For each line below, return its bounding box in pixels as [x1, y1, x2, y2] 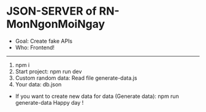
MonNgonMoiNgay [6, 17, 105, 31]
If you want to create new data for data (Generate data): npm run [15, 93, 179, 100]
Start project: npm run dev [15, 68, 82, 75]
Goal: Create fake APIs [15, 37, 73, 44]
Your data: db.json [15, 80, 62, 88]
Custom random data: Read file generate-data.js [15, 74, 137, 82]
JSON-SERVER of [6, 4, 97, 18]
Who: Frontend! [15, 44, 55, 51]
